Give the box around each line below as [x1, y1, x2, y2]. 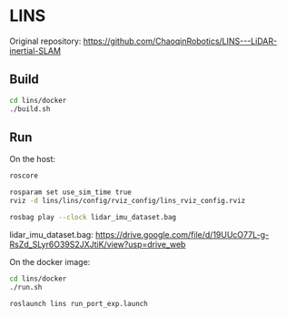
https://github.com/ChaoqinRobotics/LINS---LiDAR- [83, 36, 278, 46]
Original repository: [9, 36, 82, 46]
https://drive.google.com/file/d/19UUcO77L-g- [94, 229, 270, 240]
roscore [9, 171, 39, 180]
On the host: [9, 154, 56, 165]
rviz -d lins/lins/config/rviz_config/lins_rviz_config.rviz [9, 197, 246, 206]
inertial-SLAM [9, 45, 62, 56]
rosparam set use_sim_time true [9, 188, 132, 197]
